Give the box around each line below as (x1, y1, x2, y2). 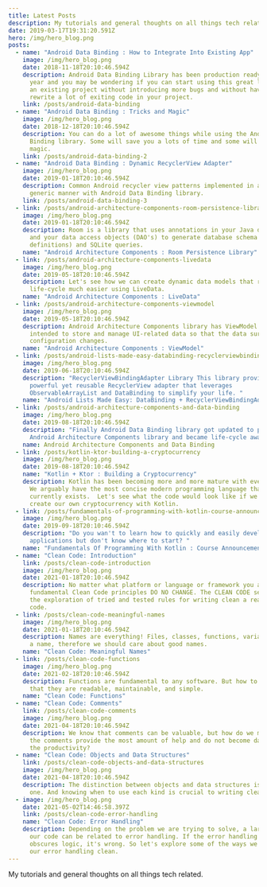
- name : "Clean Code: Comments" (15, 699, 123, 708)
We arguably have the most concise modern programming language (29, 484, 247, 493)
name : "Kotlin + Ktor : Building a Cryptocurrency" (22, 470, 197, 478)
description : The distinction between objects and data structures (22, 780, 250, 788)
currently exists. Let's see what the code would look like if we (29, 492, 258, 500)
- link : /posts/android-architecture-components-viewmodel (15, 300, 215, 308)
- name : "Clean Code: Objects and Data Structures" (15, 751, 191, 760)
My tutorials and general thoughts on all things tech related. (8, 869, 204, 879)
